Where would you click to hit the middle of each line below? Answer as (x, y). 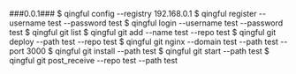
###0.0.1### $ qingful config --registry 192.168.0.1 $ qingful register (133, 14)
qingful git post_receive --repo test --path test (94, 60)
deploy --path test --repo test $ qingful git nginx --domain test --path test (144, 41)
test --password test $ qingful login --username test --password (165, 23)
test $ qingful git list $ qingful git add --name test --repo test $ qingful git (143, 32)
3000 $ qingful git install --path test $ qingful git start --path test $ (148, 51)
